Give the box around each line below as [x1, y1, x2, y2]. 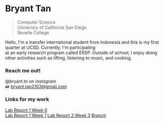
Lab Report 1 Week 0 [5, 107, 48, 113]
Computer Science [17, 19, 56, 25]
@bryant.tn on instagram [5, 78, 56, 84]
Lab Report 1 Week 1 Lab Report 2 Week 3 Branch [5, 112, 107, 118]
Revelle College [17, 30, 50, 35]
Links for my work [5, 96, 50, 103]
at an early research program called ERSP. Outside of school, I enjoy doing [5, 50, 158, 56]
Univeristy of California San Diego [17, 24, 87, 30]
